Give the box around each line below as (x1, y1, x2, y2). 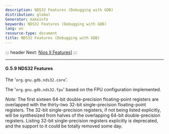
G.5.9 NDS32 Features (5, 65, 53, 72)
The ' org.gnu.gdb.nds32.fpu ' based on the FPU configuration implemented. (5, 87, 161, 93)
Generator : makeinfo (5, 17, 49, 22)
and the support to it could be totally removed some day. (5, 123, 123, 129)
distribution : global (5, 12, 51, 17)
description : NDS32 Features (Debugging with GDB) (5, 7, 114, 13)
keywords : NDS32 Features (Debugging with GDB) (5, 21, 107, 27)
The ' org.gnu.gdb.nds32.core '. (5, 77, 68, 83)
